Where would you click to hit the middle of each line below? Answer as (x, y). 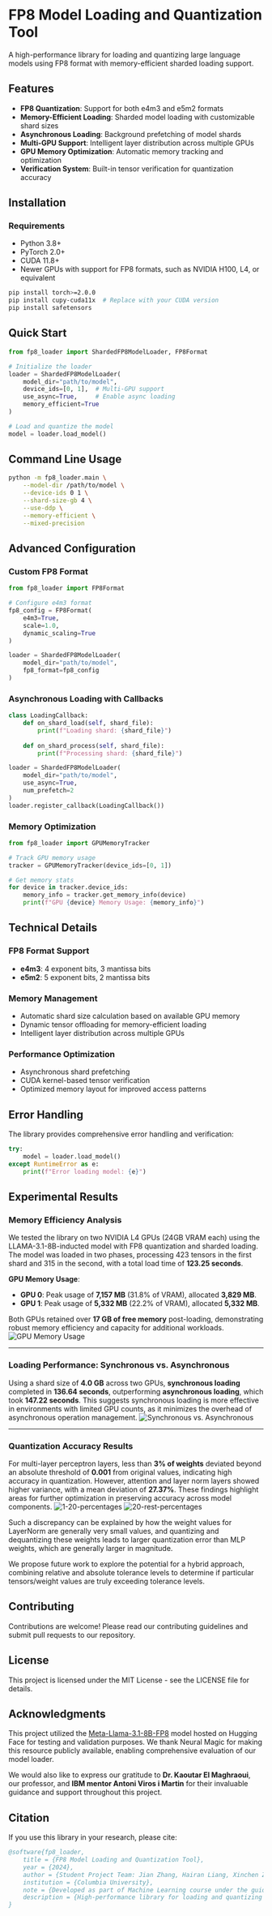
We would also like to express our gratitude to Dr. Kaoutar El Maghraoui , (130, 1775)
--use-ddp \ (43, 508)
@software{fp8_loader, (47, 1852)
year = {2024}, (49, 1867)
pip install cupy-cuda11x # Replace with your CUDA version (114, 301)
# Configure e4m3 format (50, 603)
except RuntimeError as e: (54, 1164)
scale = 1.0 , (41, 625)
